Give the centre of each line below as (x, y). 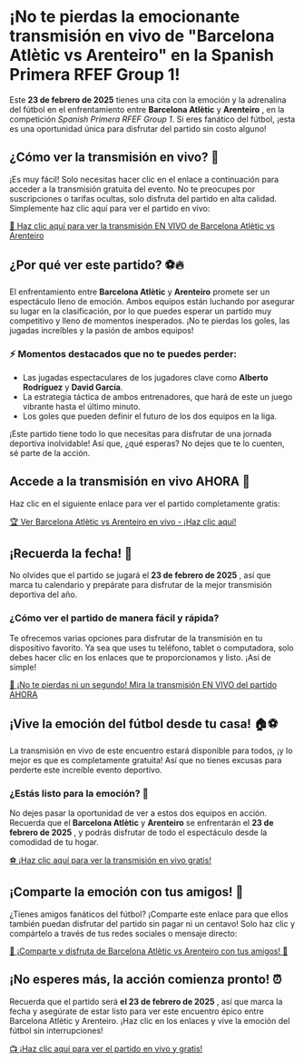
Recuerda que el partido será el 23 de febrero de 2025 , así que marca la (146, 1001)
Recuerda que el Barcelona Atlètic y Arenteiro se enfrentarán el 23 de (142, 822)
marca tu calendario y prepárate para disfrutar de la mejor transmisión (141, 585)
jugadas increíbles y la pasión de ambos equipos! (102, 330)
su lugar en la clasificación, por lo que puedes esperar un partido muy (141, 311)
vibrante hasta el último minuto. (81, 406)
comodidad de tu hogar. (54, 841)
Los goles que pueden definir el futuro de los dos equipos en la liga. (150, 416)
